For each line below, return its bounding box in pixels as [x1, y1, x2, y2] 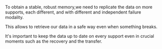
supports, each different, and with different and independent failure [5, 9, 141, 15]
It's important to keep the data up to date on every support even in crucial [5, 33, 155, 39]
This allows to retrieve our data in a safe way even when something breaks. [5, 24, 158, 30]
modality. [5, 15, 24, 20]
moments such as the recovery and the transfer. [5, 38, 102, 44]
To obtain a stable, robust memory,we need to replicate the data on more [5, 4, 153, 10]
